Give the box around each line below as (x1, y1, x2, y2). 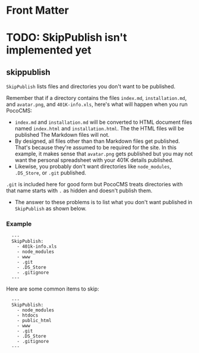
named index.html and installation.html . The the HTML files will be (14, 125, 184, 132)
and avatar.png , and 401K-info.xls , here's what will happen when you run (6, 101, 188, 108)
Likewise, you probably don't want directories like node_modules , (14, 163, 171, 170)
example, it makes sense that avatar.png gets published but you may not (14, 150, 193, 158)
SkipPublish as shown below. (14, 205, 87, 212)
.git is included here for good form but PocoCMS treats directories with (6, 181, 183, 188)
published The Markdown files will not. (14, 132, 110, 139)
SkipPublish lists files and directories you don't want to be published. (6, 83, 176, 90)
